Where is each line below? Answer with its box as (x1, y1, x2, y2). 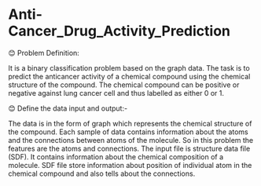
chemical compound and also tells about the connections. (8, 169, 196, 178)
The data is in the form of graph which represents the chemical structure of (8, 119, 252, 128)
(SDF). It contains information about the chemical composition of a (8, 151, 224, 162)
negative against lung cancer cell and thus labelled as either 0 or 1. (8, 88, 225, 97)
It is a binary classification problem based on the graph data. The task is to (8, 63, 250, 72)
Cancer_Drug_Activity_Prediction (8, 22, 230, 40)
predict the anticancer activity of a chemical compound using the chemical (8, 71, 251, 81)
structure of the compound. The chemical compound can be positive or (8, 80, 240, 89)
